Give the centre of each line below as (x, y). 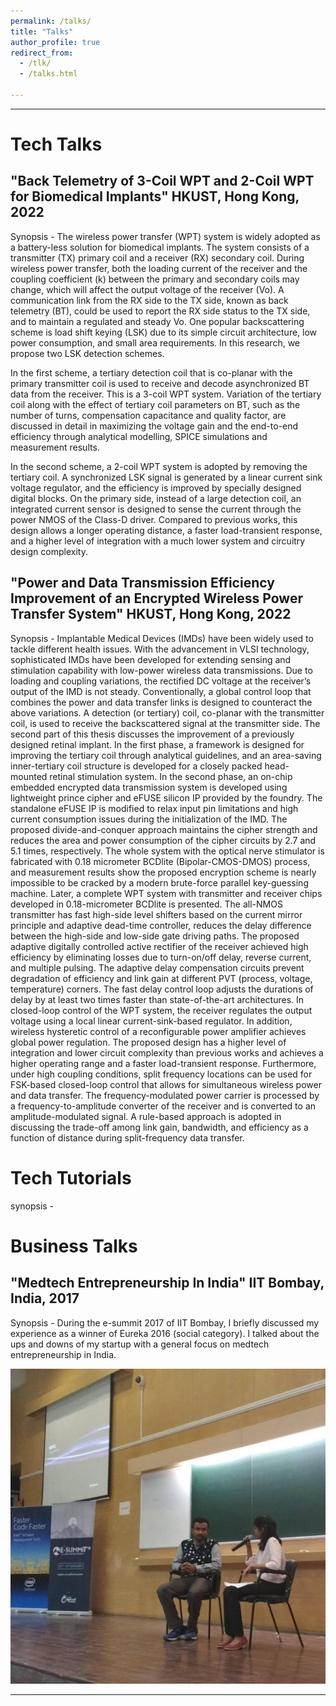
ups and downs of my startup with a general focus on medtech (140, 1344)
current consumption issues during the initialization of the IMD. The (149, 819)
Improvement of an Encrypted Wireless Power (156, 598)
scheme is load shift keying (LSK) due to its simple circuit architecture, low (164, 332)
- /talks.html (48, 74)
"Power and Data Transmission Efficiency (142, 583)
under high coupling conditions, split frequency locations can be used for (161, 1074)
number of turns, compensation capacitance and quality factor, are (148, 415)
